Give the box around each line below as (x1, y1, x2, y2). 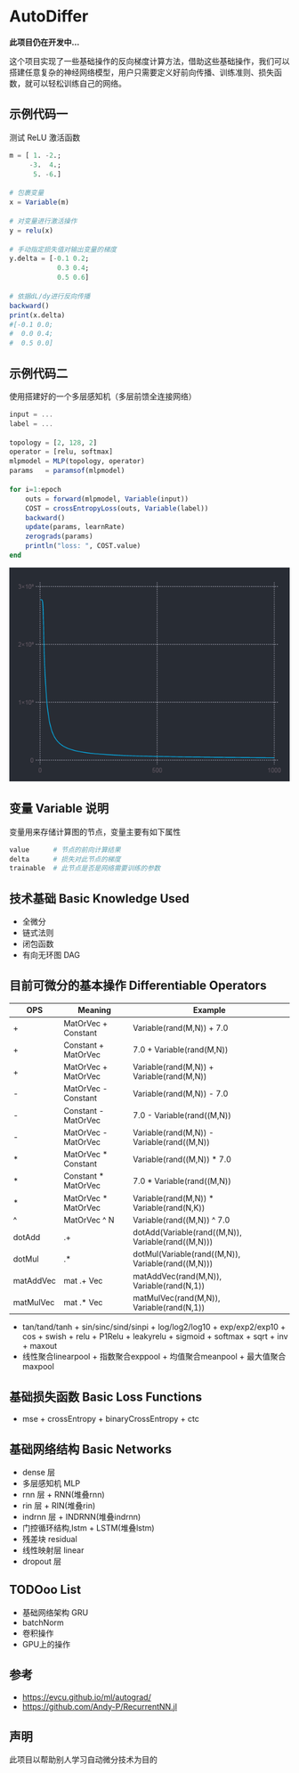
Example (192, 1005, 226, 1016)
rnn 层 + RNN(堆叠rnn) (21, 1490, 105, 1499)
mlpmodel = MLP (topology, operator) (9, 457, 145, 466)
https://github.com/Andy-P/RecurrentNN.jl (21, 1701, 178, 1712)
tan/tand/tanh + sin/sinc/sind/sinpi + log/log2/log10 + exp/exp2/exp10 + (21, 1321, 287, 1333)
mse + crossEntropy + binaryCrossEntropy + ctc (21, 1414, 200, 1425)
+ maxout (21, 1341, 58, 1352)
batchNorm (21, 1617, 64, 1628)
